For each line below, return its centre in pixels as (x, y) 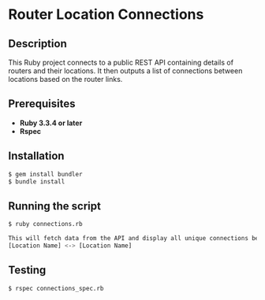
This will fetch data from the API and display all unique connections (128, 239)
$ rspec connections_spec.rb (56, 288)
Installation (36, 156)
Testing (27, 270)
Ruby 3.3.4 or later (51, 123)
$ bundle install (37, 181)
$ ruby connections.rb (45, 224)
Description (37, 44)
